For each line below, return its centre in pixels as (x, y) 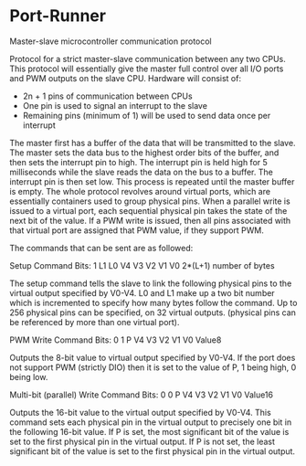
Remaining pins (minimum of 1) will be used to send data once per (147, 115)
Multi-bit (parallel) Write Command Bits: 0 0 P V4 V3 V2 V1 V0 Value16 (142, 395)
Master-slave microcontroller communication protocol (111, 41)
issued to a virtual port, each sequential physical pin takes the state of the (148, 210)
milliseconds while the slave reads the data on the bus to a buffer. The (142, 172)
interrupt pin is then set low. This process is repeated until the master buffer (152, 181)
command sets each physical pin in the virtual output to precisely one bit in (151, 422)
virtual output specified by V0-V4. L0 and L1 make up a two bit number (142, 292)
